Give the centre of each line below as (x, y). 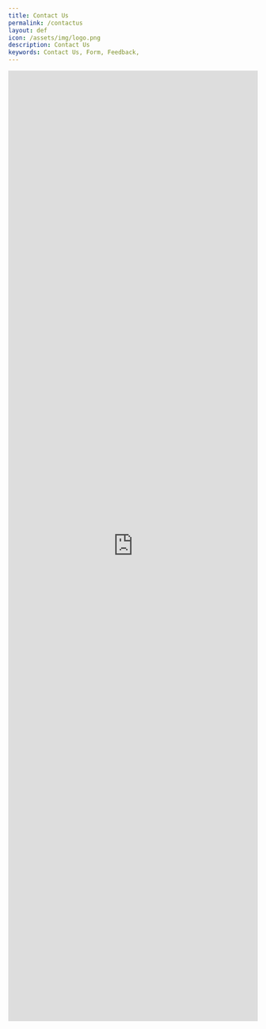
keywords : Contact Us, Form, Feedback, (74, 52)
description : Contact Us (49, 45)
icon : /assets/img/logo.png (55, 38)
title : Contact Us (38, 15)
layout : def (28, 30)
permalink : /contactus (46, 23)
